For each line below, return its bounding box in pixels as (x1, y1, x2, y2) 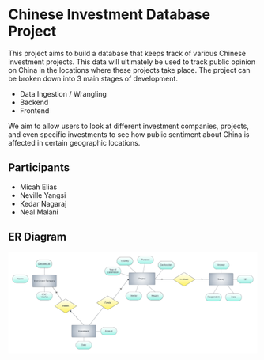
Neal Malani (19, 207, 59, 217)
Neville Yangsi (19, 190, 66, 199)
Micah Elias (19, 182, 58, 191)
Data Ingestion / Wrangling (19, 89, 107, 98)
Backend (19, 97, 49, 107)
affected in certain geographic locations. (8, 138, 141, 147)
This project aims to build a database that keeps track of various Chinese (8, 48, 247, 58)
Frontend (19, 105, 50, 116)
